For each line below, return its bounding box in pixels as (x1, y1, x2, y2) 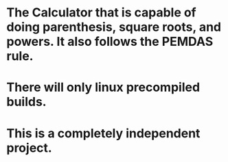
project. (6, 140, 52, 155)
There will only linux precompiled (6, 80, 201, 95)
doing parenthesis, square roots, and (6, 19, 221, 35)
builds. (6, 94, 47, 110)
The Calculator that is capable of (6, 5, 196, 21)
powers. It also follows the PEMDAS (6, 34, 214, 49)
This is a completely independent (6, 125, 201, 141)
